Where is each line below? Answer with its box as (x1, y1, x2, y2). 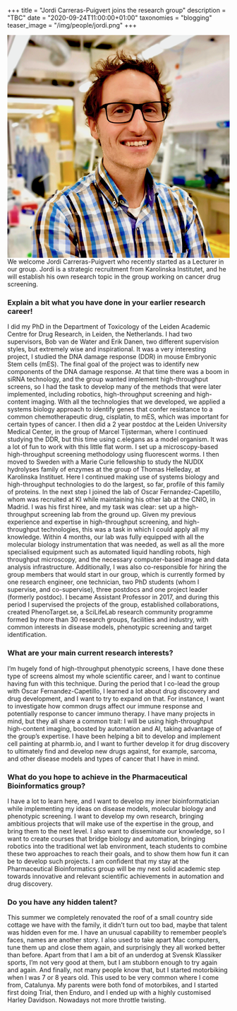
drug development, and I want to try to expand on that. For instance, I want (7, 694, 225, 703)
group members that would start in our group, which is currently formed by (7, 571, 225, 579)
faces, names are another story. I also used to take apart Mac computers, (7, 936, 221, 945)
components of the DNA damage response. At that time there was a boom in (7, 368, 229, 376)
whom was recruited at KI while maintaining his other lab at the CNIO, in (7, 495, 216, 504)
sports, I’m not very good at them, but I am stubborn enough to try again (7, 958, 217, 967)
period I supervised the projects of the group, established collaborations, (7, 600, 219, 609)
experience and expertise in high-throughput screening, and (7, 518, 183, 526)
